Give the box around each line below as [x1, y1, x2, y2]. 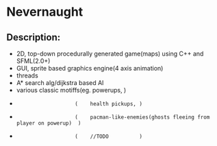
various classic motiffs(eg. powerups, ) [16, 86, 127, 94]
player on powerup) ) [16, 120, 81, 127]
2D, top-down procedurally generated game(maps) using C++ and [16, 49, 204, 58]
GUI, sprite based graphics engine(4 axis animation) [16, 64, 164, 72]
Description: [6, 32, 61, 43]
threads [16, 71, 38, 80]
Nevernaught [6, 4, 84, 20]
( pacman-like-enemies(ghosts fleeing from [74, 114, 210, 121]
